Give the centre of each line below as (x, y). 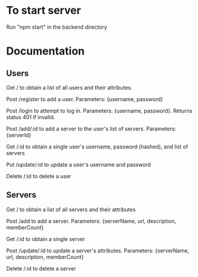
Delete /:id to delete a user (39, 176)
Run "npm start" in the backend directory (57, 27)
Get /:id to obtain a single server (46, 239)
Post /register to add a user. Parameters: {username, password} (85, 99)
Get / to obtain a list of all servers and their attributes (71, 209)
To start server (44, 10)
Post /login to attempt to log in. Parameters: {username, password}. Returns (99, 111)
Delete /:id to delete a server (41, 268)
